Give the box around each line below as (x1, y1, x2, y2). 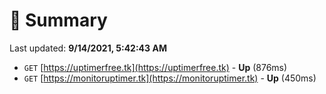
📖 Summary (9, 9, 108, 32)
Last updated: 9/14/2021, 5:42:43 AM (9, 42, 167, 54)
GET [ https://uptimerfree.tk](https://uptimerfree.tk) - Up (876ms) (23, 61, 288, 73)
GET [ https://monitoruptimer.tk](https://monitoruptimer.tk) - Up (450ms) (23, 72, 317, 84)
